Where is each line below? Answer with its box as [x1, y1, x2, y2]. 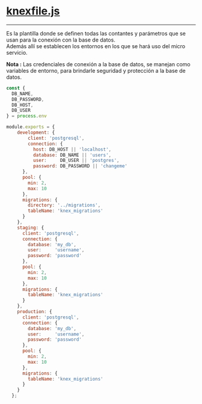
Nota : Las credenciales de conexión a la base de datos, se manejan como [6, 60, 191, 67]
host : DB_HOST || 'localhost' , [32, 146, 112, 152]
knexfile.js [6, 4, 60, 18]
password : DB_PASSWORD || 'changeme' [32, 163, 128, 169]
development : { [17, 129, 55, 136]
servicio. [6, 49, 28, 56]
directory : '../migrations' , [28, 202, 101, 208]
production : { [17, 309, 52, 315]
